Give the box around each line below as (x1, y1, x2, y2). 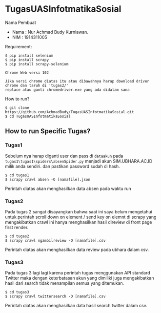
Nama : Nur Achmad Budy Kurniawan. (12, 29, 89, 35)
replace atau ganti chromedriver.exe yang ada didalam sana (5, 87, 130, 92)
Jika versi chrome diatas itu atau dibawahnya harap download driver (5, 79, 150, 83)
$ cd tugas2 (5, 233, 29, 239)
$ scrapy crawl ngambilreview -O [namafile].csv (5, 238, 106, 243)
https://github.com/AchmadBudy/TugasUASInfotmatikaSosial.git (5, 109, 134, 114)
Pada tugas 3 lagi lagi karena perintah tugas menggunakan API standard (5, 270, 150, 276)
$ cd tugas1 (5, 172, 29, 178)
